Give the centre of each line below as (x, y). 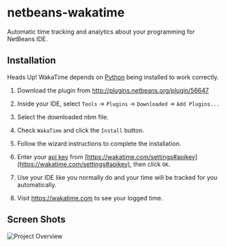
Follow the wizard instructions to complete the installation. (99, 143)
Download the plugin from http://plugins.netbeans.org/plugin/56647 (113, 90)
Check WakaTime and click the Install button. (80, 130)
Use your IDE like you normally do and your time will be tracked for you (117, 177)
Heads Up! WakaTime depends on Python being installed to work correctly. (113, 77)
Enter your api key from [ (52, 156)
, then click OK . (150, 164)
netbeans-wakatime (66, 13)
